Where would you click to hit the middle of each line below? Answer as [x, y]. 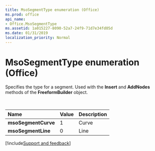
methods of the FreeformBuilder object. [46, 92]
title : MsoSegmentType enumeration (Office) [52, 10]
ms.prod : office [22, 14]
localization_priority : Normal [38, 38]
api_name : [15, 19]
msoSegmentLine [29, 130]
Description [93, 114]
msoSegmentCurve [31, 122]
